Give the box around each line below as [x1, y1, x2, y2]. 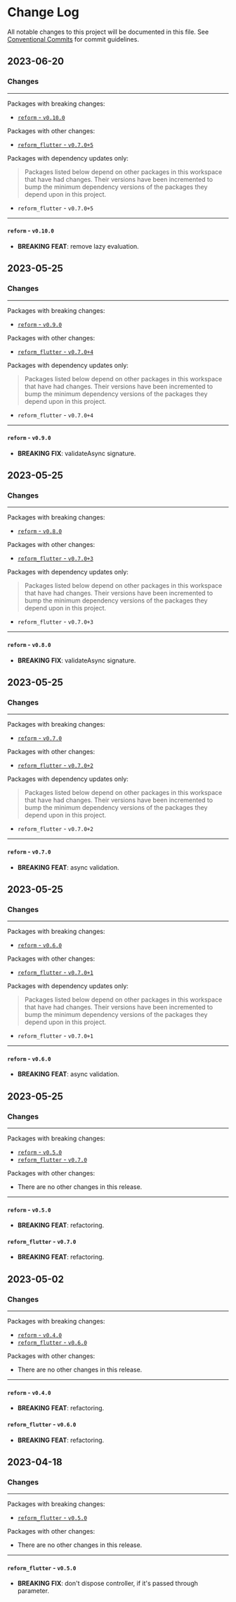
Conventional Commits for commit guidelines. [7, 35, 139, 43]
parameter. [17, 1586, 49, 1595]
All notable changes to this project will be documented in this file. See [7, 27, 209, 36]
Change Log [7, 4, 79, 20]
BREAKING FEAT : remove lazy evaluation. [17, 242, 139, 250]
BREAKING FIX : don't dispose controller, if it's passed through [17, 1579, 198, 1588]
